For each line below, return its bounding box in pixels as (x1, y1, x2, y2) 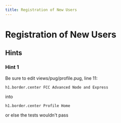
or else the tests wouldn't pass (5, 112, 68, 118)
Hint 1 (5, 63, 19, 70)
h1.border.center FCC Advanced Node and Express (5, 84, 108, 90)
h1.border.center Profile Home (5, 103, 70, 108)
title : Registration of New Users (5, 7, 77, 12)
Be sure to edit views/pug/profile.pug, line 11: (5, 75, 98, 81)
